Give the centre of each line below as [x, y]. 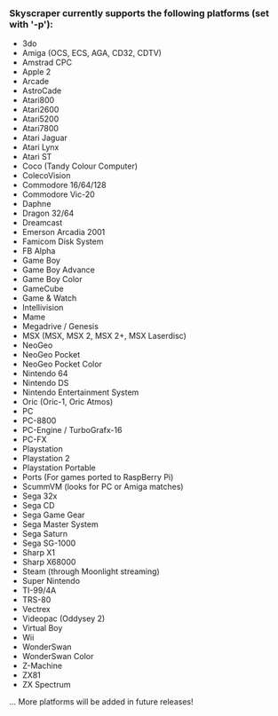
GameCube [43, 289]
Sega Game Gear [53, 515]
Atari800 [38, 100]
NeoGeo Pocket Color [62, 364]
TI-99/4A [39, 590]
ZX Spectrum [46, 685]
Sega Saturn [45, 534]
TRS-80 [36, 600]
